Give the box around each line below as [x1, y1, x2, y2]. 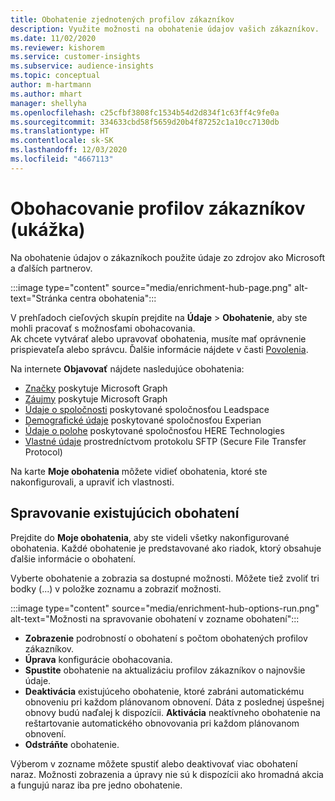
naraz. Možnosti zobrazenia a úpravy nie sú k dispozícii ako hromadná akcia [10, 768, 324, 780]
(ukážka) [10, 218, 86, 241]
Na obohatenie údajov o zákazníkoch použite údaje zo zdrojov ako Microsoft [10, 251, 326, 263]
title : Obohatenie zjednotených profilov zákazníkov [10, 14, 235, 25]
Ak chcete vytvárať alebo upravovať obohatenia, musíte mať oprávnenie [10, 332, 307, 345]
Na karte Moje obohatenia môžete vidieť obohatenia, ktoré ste [10, 465, 268, 477]
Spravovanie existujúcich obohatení [10, 505, 240, 522]
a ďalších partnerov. [10, 262, 93, 274]
